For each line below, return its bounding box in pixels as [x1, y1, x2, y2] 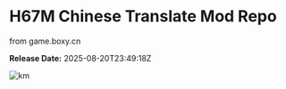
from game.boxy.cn [9, 36, 81, 46]
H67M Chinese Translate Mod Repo [9, 6, 277, 27]
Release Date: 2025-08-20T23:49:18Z [9, 53, 152, 63]
